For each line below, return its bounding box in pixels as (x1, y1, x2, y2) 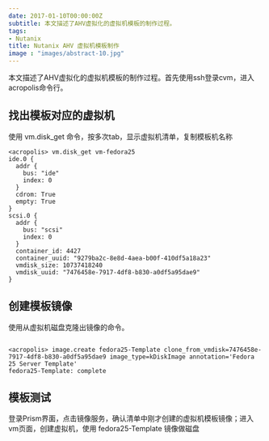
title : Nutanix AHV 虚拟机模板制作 (8, 42, 120, 50)
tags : (8, 27, 27, 35)
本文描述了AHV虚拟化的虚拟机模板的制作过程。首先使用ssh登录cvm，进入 (8, 73, 254, 82)
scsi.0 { (8, 211, 38, 219)
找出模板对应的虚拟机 (8, 108, 115, 122)
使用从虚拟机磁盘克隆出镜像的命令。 (8, 322, 129, 332)
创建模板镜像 (8, 299, 73, 313)
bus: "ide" (23, 169, 60, 177)
